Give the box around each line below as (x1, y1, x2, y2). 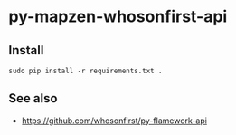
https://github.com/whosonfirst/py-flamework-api (21, 115, 207, 126)
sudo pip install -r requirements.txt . (8, 66, 164, 75)
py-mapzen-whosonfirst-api (8, 6, 228, 27)
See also (8, 91, 58, 106)
